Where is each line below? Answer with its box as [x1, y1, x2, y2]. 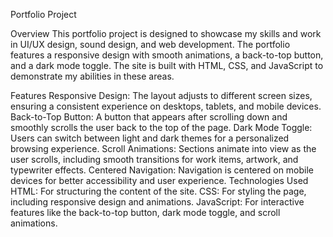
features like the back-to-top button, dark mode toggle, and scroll [10, 207, 281, 218]
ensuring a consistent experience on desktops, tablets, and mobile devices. [10, 100, 322, 112]
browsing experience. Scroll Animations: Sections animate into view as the [10, 143, 317, 154]
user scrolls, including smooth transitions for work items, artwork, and [10, 154, 299, 165]
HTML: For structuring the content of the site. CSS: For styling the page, [10, 185, 307, 197]
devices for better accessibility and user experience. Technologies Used [10, 175, 309, 186]
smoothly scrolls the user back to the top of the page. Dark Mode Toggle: [10, 122, 313, 133]
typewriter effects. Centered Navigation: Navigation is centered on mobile [10, 164, 315, 176]
